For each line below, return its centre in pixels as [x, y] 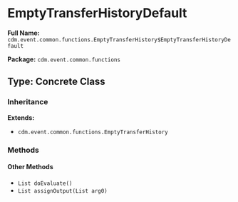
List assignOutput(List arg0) [63, 191]
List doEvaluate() [45, 183]
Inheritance [28, 102]
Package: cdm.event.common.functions [64, 59]
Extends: [21, 117]
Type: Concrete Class [56, 82]
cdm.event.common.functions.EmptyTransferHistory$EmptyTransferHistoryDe [119, 40]
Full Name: [24, 33]
